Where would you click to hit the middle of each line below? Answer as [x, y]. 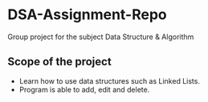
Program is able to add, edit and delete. [84, 89]
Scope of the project [59, 62]
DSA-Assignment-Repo [88, 15]
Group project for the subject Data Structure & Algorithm [101, 37]
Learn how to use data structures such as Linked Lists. [109, 80]
